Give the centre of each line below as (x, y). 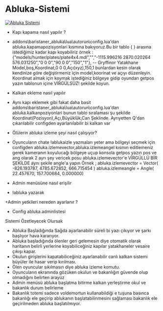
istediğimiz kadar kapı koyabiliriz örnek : (53, 52)
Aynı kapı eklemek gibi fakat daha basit (52, 102)
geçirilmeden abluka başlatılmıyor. (47, 303)
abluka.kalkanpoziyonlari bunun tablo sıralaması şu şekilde (71, 113)
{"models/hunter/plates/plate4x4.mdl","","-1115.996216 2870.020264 (81, 57)
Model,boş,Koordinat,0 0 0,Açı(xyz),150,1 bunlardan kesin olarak (76, 68)
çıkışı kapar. (24, 251)
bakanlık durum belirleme (38, 287)
